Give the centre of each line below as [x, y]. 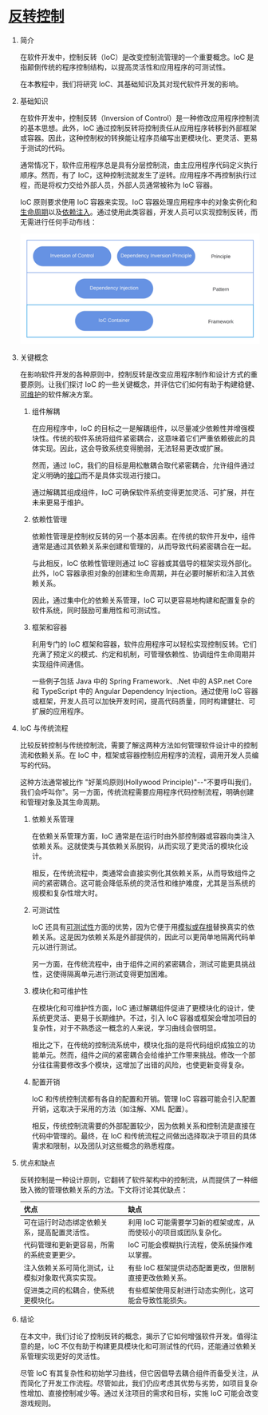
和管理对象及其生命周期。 [62, 802]
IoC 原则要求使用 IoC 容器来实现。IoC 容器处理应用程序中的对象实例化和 [138, 201]
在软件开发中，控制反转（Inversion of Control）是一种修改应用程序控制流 [140, 118]
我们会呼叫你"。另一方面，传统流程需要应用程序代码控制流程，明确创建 [137, 792]
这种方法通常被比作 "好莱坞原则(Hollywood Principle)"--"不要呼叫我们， [138, 782]
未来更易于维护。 [60, 502]
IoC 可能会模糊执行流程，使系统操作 [187, 1245]
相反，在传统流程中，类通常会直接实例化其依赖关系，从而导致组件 [140, 873]
